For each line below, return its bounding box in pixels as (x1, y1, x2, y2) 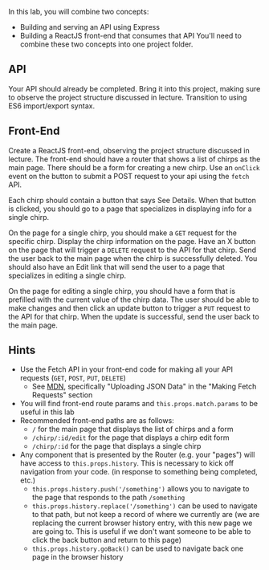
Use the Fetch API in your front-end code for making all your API (19, 364, 233, 374)
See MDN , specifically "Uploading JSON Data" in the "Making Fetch (31, 381, 257, 392)
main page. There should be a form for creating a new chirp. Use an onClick (8, 162, 260, 172)
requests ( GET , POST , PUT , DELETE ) (19, 373, 126, 383)
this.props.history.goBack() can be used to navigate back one (31, 544, 244, 553)
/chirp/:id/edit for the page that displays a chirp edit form (31, 433, 230, 442)
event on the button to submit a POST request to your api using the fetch (8, 171, 250, 181)
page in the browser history (31, 552, 124, 562)
